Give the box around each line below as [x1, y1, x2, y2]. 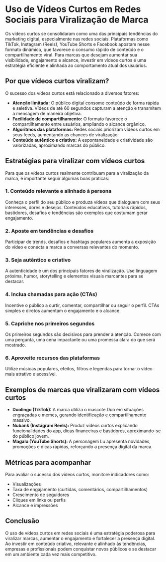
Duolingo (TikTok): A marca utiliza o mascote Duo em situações [12, 407, 144, 413]
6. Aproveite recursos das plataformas [5, 354, 100, 361]
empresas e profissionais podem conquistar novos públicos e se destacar [5, 546, 157, 552]
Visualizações [12, 481, 41, 487]
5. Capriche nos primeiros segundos [5, 320, 95, 327]
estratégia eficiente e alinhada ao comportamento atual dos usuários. [5, 62, 148, 68]
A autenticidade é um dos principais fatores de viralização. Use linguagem [5, 268, 158, 274]
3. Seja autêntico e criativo [5, 257, 71, 264]
